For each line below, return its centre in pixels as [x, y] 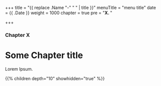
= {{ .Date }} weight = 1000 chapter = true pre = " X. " [59, 13]
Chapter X [18, 35]
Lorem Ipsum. [19, 69]
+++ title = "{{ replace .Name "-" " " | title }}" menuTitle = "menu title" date [80, 8]
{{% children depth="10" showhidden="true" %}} [55, 78]
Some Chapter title [44, 55]
